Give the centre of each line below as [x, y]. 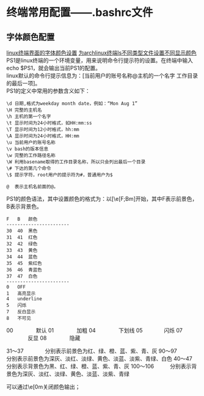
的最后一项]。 [24, 83]
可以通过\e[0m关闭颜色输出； [43, 387]
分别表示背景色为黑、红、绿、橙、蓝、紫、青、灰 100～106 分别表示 [99, 366]
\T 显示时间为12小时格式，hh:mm [43, 129]
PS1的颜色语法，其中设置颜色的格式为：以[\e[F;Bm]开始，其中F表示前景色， [102, 199]
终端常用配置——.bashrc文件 [80, 13]
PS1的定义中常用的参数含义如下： [48, 91]
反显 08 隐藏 [54, 338]
